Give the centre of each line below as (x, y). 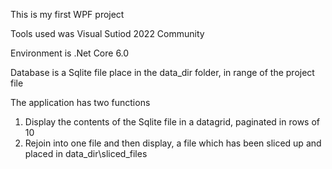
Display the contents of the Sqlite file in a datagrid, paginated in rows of (172, 122)
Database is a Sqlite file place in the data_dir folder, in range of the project (162, 72)
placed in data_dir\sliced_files (86, 153)
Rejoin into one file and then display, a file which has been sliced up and (173, 143)
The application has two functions (80, 102)
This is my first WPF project (67, 14)
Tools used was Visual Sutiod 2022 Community (107, 33)
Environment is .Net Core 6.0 (70, 53)
